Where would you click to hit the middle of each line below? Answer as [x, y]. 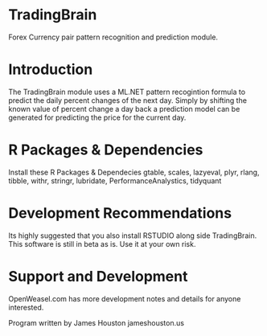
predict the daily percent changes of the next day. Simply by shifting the [128, 100]
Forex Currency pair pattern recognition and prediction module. [113, 37]
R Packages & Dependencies [106, 150]
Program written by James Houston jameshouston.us [97, 322]
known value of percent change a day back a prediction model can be [124, 109]
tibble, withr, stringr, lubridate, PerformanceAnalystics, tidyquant [115, 180]
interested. [26, 307]
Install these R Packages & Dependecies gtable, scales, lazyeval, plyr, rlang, [134, 172]
